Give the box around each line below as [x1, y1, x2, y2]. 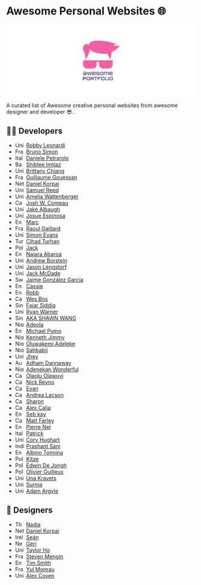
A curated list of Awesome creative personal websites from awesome [6, 102, 178, 109]
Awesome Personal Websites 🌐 [6, 4, 167, 18]
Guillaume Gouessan [26, 174, 78, 181]
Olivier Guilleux [26, 468, 64, 475]
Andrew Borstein [26, 257, 68, 264]
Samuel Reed [26, 187, 59, 194]
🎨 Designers [6, 505, 53, 515]
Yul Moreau [26, 566, 55, 573]
